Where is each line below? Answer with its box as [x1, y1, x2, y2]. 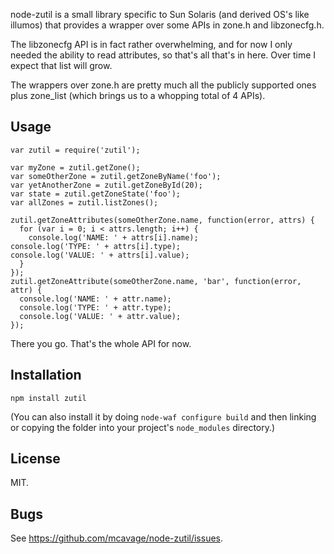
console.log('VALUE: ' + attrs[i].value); [10, 250, 190, 260]
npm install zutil [10, 393, 87, 403]
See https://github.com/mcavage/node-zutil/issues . [10, 532, 224, 544]
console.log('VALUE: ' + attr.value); [19, 311, 182, 321]
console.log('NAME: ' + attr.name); [19, 294, 172, 304]
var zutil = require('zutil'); [10, 145, 141, 155]
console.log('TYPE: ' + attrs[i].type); [10, 241, 182, 251]
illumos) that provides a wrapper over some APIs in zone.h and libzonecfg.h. [10, 19, 325, 31]
